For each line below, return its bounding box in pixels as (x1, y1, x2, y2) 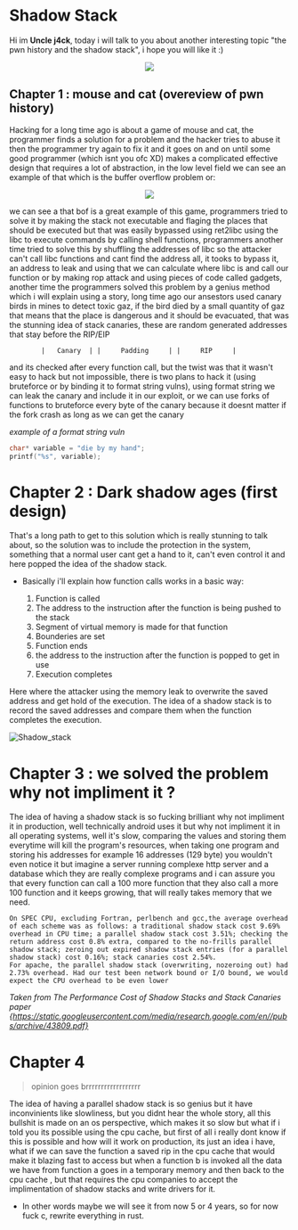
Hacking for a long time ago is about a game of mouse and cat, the (9, 124, 254, 135)
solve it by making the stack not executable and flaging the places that (9, 215, 269, 225)
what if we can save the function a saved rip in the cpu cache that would (9, 1146, 276, 1157)
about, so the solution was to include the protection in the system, (9, 540, 252, 551)
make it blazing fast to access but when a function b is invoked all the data (9, 1155, 283, 1166)
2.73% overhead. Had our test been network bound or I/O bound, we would (9, 969, 289, 978)
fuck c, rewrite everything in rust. (21, 1210, 144, 1221)
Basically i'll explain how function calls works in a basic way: (21, 576, 245, 586)
